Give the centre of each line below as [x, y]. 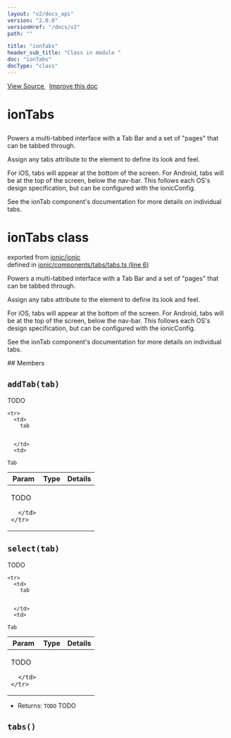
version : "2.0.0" [33, 20]
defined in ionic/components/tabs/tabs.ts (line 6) [78, 265]
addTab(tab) [33, 384]
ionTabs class [48, 238]
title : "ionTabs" [33, 47]
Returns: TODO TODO [46, 706]
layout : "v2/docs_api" [40, 14]
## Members [26, 363]
